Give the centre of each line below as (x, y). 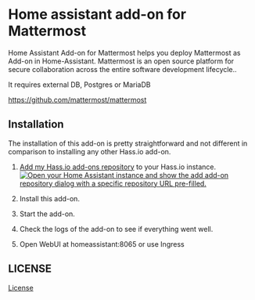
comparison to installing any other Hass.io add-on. (90, 151)
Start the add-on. (47, 214)
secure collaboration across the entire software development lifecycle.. (122, 69)
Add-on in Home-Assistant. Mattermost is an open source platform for (121, 61)
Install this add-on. (50, 198)
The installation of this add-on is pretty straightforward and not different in (128, 143)
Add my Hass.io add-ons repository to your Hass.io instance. (118, 167)
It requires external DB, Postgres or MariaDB (79, 85)
